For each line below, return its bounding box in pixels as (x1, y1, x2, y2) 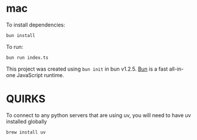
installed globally (6, 118, 47, 125)
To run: (6, 43, 24, 50)
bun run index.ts (6, 55, 49, 61)
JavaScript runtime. (16, 71, 65, 78)
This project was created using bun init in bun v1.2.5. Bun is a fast (6, 65, 168, 72)
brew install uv (6, 129, 46, 135)
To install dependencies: (6, 21, 66, 28)
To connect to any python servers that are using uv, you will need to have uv (6, 111, 191, 119)
